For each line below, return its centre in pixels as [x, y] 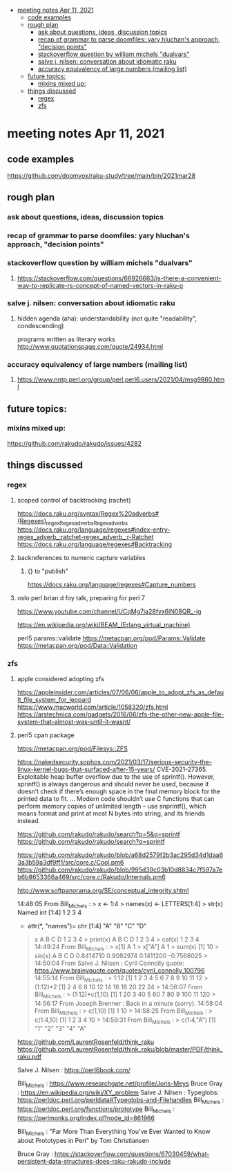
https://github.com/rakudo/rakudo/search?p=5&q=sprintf [99, 834]
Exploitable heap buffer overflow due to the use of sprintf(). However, [116, 776]
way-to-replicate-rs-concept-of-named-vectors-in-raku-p [100, 285]
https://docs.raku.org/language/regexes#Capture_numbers [112, 585]
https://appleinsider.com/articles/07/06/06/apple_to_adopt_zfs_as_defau [120, 692]
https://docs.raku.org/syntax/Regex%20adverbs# [88, 513]
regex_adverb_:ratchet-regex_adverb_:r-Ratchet [85, 537]
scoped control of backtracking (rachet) [74, 500]
